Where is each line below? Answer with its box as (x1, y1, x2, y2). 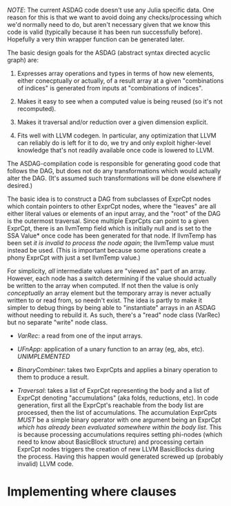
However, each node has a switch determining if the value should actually (7, 274, 217, 282)
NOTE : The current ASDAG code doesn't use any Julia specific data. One (7, 6, 215, 14)
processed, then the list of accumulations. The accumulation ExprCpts (17, 409, 217, 416)
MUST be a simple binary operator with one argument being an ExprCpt (17, 416, 221, 424)
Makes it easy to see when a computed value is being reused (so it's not (17, 97, 223, 106)
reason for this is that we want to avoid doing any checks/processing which (7, 13, 222, 21)
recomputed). (17, 105, 57, 113)
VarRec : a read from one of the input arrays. (17, 331, 143, 340)
